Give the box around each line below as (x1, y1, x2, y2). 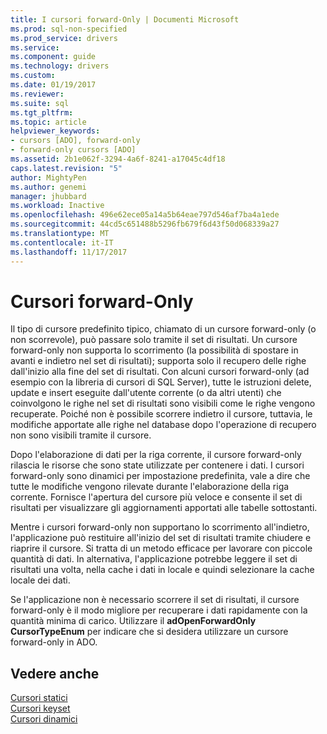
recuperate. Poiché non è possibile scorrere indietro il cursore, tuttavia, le (10, 408, 313, 420)
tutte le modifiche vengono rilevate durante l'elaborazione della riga (10, 481, 290, 493)
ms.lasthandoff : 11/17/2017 (10, 247, 128, 257)
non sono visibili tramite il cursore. (10, 429, 152, 441)
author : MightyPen (10, 172, 87, 183)
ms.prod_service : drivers (10, 33, 118, 43)
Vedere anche (10, 665, 100, 682)
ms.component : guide (10, 52, 97, 62)
